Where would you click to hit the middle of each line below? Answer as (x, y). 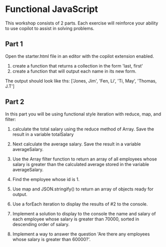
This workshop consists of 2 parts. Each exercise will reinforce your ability (82, 23)
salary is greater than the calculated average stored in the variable (80, 164)
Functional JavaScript (52, 9)
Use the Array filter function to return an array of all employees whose (85, 159)
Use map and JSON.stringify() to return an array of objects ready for (83, 189)
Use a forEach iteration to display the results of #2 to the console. (80, 204)
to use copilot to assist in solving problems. (50, 28)
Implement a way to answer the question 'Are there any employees (81, 234)
